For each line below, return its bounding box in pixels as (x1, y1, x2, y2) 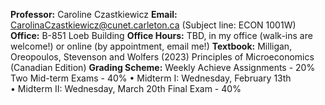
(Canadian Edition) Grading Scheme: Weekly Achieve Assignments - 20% (10, 62, 316, 73)
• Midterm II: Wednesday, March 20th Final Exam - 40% (10, 83, 242, 94)
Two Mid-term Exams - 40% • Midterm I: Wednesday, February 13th (10, 72, 292, 84)
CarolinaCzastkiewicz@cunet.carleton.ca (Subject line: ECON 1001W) (10, 19, 297, 31)
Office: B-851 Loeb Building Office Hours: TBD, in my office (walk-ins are (10, 30, 313, 41)
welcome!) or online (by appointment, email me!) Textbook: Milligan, (10, 40, 293, 52)
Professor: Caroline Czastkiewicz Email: (10, 9, 178, 20)
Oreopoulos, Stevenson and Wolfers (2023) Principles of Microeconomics (10, 51, 315, 63)
